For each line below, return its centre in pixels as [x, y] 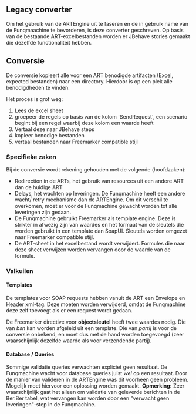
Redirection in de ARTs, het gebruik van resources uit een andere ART [99, 181]
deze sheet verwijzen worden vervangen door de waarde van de [93, 250]
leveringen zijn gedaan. [43, 212]
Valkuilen [20, 271]
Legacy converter [39, 10]
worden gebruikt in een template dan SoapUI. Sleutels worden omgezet [101, 231]
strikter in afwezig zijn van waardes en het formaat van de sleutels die [99, 224]
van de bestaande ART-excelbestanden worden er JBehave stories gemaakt [98, 36]
